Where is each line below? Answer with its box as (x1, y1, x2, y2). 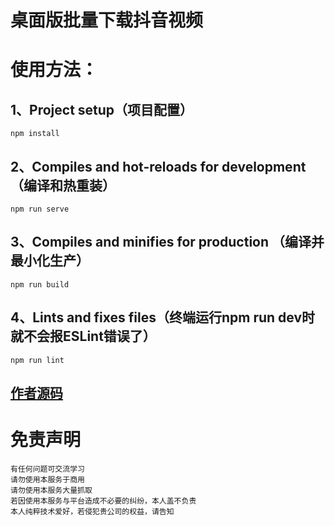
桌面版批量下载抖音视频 (10, 9, 204, 32)
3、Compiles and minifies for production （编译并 (10, 234, 325, 251)
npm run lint (10, 355, 65, 365)
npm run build (10, 279, 70, 290)
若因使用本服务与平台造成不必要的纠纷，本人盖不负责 (10, 496, 197, 506)
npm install (10, 129, 60, 139)
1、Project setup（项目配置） (10, 101, 194, 118)
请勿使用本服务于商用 (10, 474, 85, 485)
